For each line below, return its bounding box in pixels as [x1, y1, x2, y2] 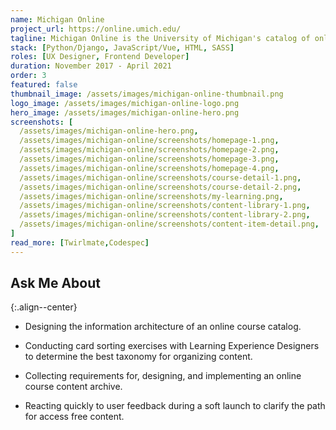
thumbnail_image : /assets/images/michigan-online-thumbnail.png [10, 89, 284, 99]
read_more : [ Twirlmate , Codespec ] [10, 237, 150, 248]
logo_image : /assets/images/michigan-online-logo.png [10, 98, 240, 108]
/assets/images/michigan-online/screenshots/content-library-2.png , [19, 210, 311, 220]
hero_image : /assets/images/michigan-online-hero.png [10, 107, 240, 118]
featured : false [10, 80, 78, 90]
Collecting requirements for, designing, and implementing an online [24, 370, 302, 382]
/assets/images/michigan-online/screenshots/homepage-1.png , [19, 136, 280, 146]
